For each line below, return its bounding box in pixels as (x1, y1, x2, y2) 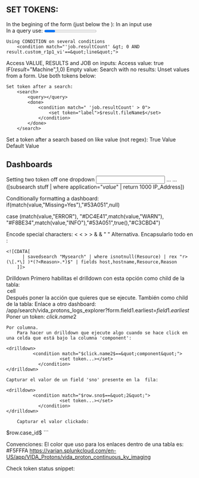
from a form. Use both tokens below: (6, 72, 97, 79)
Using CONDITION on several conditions (6, 38, 105, 44)
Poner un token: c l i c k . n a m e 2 (6, 313, 77, 320)
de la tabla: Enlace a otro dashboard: (6, 300, 97, 307)
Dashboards (6, 159, 52, 169)
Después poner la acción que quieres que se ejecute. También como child (6, 294, 188, 301)
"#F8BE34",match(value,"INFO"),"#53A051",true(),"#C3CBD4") (6, 219, 161, 226)
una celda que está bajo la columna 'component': (6, 335, 132, 341)
